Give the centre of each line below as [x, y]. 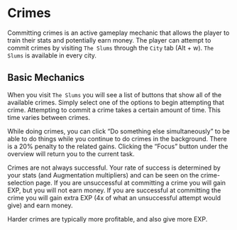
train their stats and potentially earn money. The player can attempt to [109, 40]
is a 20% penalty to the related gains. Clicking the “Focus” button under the [118, 146]
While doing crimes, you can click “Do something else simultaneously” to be [119, 131]
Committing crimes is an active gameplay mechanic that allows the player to [118, 33]
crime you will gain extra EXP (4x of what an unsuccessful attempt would [114, 197]
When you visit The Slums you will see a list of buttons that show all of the [115, 94]
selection [21, 182]
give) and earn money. [40, 205]
